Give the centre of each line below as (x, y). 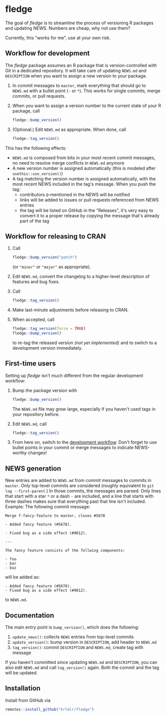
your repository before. (36, 414)
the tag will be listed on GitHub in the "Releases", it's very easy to (86, 210)
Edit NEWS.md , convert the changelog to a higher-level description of (81, 277)
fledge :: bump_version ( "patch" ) (45, 257)
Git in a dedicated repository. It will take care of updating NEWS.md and (76, 70)
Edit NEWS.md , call (29, 424)
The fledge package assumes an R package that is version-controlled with (81, 65)
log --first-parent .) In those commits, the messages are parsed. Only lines (83, 491)
